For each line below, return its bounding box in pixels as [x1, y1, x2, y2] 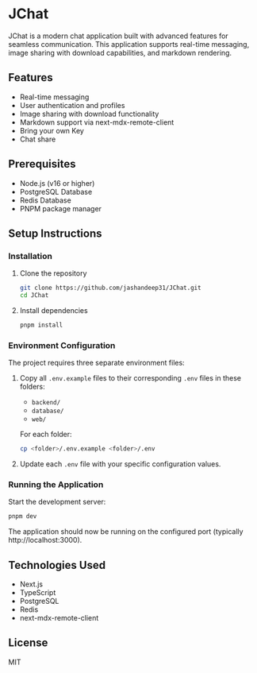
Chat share [19, 134, 56, 144]
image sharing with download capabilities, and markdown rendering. [8, 48, 232, 57]
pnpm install [19, 321, 63, 329]
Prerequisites [8, 157, 76, 171]
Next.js [19, 579, 44, 589]
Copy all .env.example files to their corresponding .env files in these [19, 373, 242, 383]
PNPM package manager [19, 203, 102, 213]
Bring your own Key [19, 126, 85, 135]
